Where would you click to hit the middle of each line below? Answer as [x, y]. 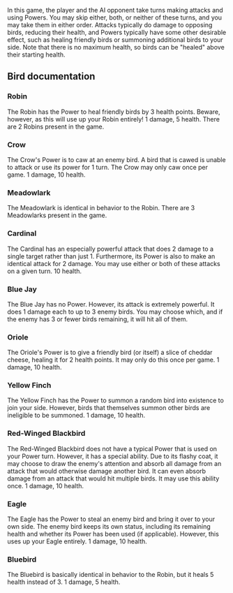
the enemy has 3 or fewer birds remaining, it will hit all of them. [98, 319]
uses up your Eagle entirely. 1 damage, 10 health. [77, 541]
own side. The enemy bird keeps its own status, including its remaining [109, 527]
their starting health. [36, 54]
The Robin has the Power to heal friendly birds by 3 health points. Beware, [114, 112]
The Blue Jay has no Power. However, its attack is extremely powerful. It [111, 304]
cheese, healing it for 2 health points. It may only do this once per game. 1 [113, 360]
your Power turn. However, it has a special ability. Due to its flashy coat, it [113, 456]
